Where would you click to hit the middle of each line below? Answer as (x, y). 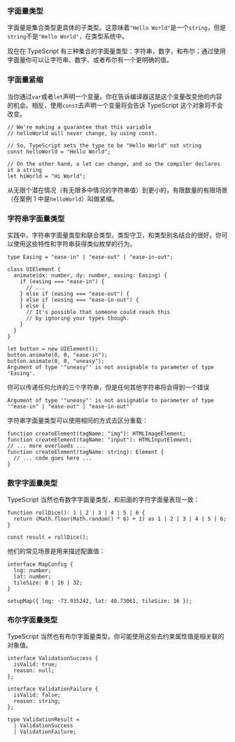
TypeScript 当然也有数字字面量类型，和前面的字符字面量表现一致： (104, 500)
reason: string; (37, 701)
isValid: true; (36, 665)
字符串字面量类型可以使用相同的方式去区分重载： (78, 420)
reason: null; (34, 671)
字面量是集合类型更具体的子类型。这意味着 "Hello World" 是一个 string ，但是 (117, 28)
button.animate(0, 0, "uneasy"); (56, 361)
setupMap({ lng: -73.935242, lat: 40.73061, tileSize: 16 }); (100, 601)
